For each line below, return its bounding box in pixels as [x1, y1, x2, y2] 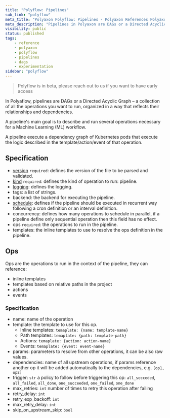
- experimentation [14, 64, 53, 69]
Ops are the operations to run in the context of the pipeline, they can [5, 260, 148, 267]
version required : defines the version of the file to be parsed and [12, 167, 148, 173]
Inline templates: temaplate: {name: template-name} [20, 327, 129, 333]
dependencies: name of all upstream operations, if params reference [12, 359, 156, 365]
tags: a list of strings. [12, 189, 57, 195]
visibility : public [5, 26, 47, 31]
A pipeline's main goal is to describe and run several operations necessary [5, 119, 161, 124]
